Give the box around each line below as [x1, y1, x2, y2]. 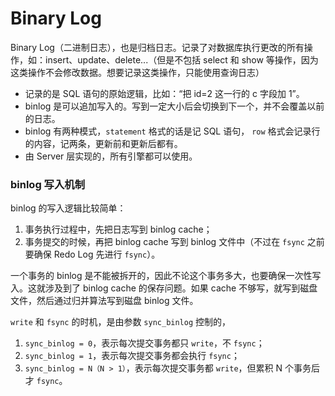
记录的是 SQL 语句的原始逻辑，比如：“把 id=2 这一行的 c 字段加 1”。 [24, 87, 305, 99]
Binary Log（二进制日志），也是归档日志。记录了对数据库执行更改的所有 [10, 41, 305, 53]
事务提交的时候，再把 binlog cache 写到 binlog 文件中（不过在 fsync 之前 [24, 236, 325, 248]
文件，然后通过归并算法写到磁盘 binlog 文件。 [10, 295, 199, 307]
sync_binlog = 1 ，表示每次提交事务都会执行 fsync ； [24, 350, 240, 362]
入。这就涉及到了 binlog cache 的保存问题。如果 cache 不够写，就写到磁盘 [10, 282, 318, 294]
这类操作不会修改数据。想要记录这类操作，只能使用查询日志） [10, 66, 265, 78]
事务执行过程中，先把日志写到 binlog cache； [24, 223, 213, 236]
